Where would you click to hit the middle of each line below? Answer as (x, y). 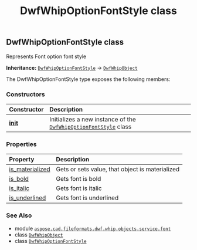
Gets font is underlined (87, 198)
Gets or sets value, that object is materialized (118, 170)
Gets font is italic (79, 188)
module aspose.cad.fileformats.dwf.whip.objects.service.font (93, 228)
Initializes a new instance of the (93, 119)
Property (22, 160)
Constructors (26, 94)
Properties (21, 144)
